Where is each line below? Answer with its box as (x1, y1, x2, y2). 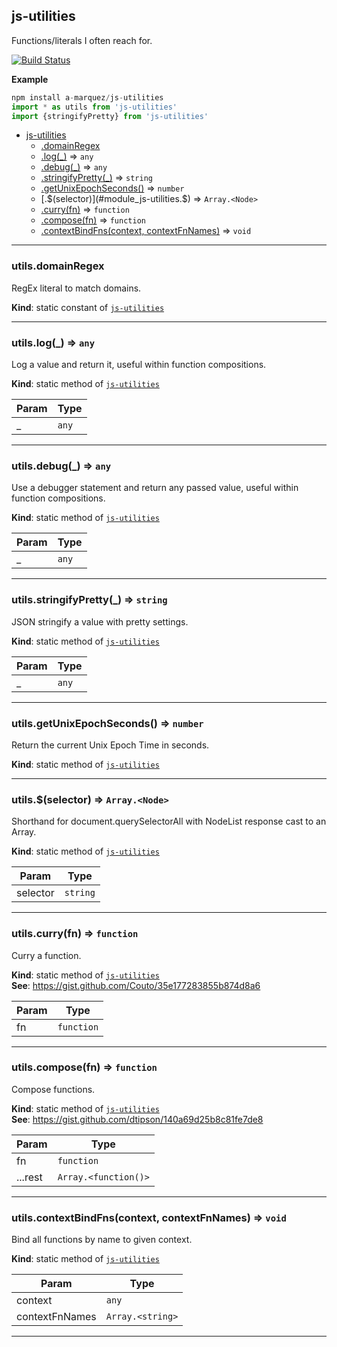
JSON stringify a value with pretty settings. (11, 615, 189, 628)
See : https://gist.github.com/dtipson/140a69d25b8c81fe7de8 (11, 1113, 264, 1125)
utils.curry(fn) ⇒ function (11, 927, 139, 941)
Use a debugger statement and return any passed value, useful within (11, 482, 299, 494)
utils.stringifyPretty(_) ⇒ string (11, 593, 168, 607)
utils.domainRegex (11, 259, 105, 273)
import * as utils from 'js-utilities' (11, 102, 178, 112)
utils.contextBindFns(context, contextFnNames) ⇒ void (11, 1210, 287, 1224)
